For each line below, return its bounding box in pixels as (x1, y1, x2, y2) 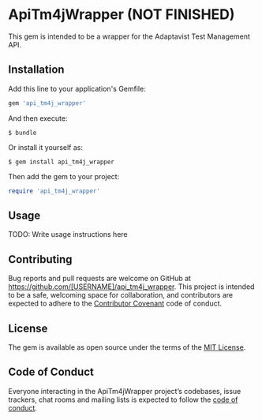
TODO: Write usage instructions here (8, 230, 128, 239)
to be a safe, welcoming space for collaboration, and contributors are (8, 291, 234, 300)
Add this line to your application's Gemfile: (8, 84, 146, 93)
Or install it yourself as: (8, 142, 83, 152)
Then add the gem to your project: (8, 171, 120, 181)
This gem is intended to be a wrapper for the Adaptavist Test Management (8, 32, 250, 41)
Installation (8, 63, 65, 77)
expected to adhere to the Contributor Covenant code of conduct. (8, 298, 223, 309)
